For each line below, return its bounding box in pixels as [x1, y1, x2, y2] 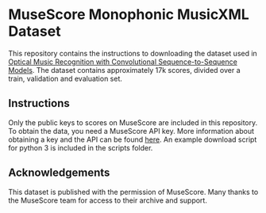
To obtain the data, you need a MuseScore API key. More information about [8, 126, 254, 135]
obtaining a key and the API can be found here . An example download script [8, 135, 257, 144]
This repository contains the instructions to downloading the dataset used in [8, 48, 258, 58]
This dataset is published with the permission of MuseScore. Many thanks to [8, 187, 259, 196]
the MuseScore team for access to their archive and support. [8, 196, 208, 205]
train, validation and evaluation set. [8, 74, 123, 83]
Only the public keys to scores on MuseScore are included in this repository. [8, 117, 258, 127]
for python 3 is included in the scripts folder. [8, 143, 153, 152]
